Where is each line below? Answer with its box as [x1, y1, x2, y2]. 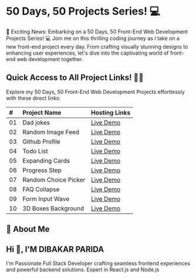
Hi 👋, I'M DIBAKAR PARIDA [6, 244, 104, 254]
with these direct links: [6, 95, 60, 102]
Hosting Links [90, 108, 131, 116]
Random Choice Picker [22, 176, 86, 184]
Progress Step [22, 166, 62, 174]
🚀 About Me [6, 224, 50, 234]
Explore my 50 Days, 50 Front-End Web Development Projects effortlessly [6, 88, 185, 95]
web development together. [16, 55, 83, 62]
